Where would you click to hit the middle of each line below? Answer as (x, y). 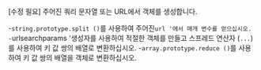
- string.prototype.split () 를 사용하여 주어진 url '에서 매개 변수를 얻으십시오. (130, 28)
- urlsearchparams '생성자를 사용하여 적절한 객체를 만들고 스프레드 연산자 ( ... (129, 38)
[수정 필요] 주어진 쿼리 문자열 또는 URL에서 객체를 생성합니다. (103, 11)
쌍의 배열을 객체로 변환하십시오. (88, 58)
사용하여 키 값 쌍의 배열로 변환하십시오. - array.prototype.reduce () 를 (127, 48)
